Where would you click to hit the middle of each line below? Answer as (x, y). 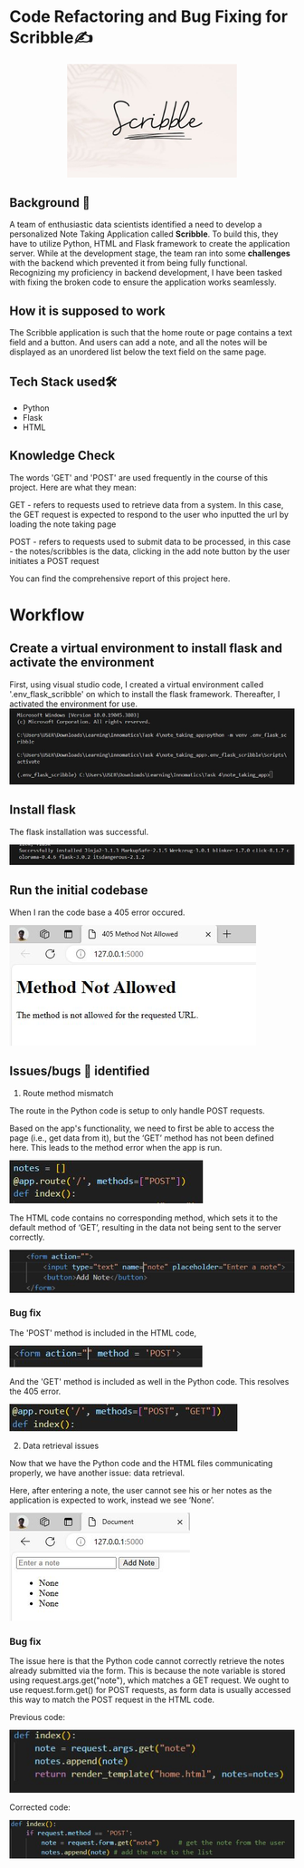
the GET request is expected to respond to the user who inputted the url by (149, 514)
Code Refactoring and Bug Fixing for (148, 17)
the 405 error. (35, 1391)
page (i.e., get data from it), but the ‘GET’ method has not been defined (142, 1138)
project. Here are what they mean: (73, 487)
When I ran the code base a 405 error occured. (97, 912)
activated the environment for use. (74, 704)
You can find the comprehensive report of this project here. (120, 579)
